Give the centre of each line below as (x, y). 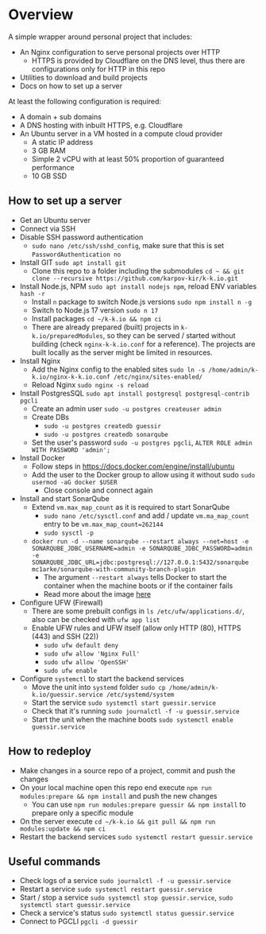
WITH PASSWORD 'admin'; (71, 450)
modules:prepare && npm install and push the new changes (118, 796)
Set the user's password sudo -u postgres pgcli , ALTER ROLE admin (142, 442)
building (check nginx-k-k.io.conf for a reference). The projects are (143, 344)
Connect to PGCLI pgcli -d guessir (79, 921)
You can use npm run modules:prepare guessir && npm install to (139, 804)
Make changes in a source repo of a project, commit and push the (127, 770)
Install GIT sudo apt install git (73, 262)
